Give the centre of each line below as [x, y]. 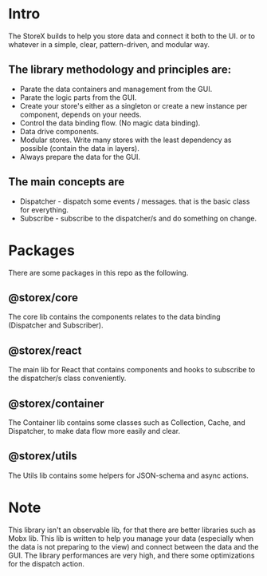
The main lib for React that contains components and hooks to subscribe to [132, 370]
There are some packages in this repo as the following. [98, 272]
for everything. [44, 209]
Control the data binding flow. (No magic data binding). [110, 123]
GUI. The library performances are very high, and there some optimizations [132, 555]
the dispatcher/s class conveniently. [67, 378]
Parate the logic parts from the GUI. [78, 97]
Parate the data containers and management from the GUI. [116, 89]
